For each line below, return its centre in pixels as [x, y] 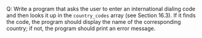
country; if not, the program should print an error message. [81, 28]
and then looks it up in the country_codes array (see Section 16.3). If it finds [101, 15]
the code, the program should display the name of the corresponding [94, 22]
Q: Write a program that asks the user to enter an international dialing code [101, 9]
